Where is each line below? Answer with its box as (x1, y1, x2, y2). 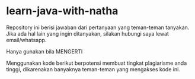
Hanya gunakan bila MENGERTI (6, 48, 83, 55)
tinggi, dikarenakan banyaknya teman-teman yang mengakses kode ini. (6, 65, 181, 72)
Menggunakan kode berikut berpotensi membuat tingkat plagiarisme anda (6, 59, 187, 67)
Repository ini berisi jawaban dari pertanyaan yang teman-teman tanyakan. (6, 24, 190, 31)
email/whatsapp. (6, 36, 47, 43)
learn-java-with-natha (6, 4, 119, 18)
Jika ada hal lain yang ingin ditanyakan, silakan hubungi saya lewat (6, 30, 169, 37)
